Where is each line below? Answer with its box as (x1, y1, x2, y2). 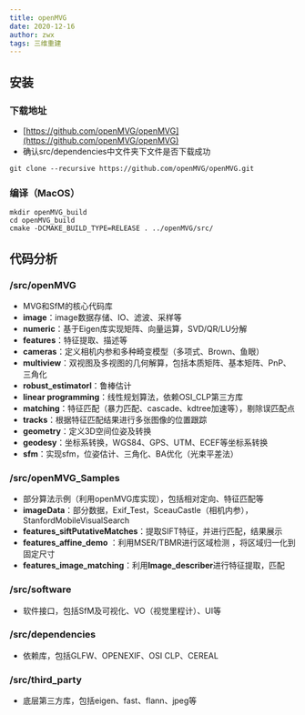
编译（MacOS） (9, 186, 80, 199)
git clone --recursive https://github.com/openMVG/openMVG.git (9, 164, 255, 173)
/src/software (9, 583, 72, 596)
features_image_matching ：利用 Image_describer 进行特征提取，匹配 (22, 560, 285, 571)
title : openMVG (9, 13, 67, 23)
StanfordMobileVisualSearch (22, 515, 130, 526)
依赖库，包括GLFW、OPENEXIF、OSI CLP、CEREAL (22, 650, 219, 660)
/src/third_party (9, 673, 82, 686)
